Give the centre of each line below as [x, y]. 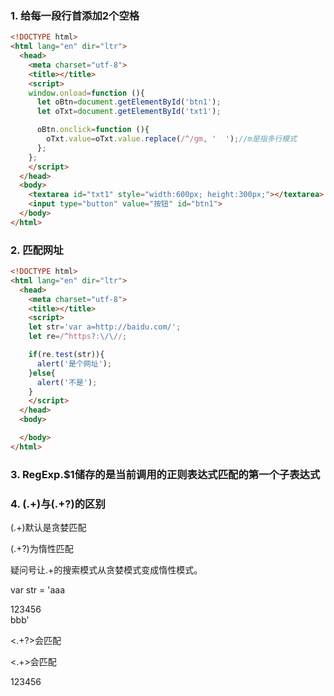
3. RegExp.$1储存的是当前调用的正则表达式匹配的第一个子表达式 [165, 474]
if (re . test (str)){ [66, 355]
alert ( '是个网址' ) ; [74, 363]
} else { [42, 373]
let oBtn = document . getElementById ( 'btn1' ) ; [129, 102]
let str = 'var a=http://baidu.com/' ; [105, 327]
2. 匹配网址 [37, 250]
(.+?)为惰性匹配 [42, 549]
